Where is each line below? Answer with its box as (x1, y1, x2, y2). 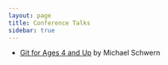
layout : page (8, 11, 52, 20)
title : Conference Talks (8, 19, 91, 27)
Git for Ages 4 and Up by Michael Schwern (19, 48, 161, 58)
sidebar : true (8, 26, 56, 34)
